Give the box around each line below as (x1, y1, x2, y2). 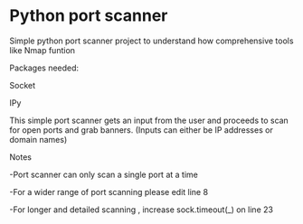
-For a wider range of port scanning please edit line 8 (9, 186, 209, 197)
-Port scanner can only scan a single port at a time (9, 169, 199, 180)
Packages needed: (9, 62, 80, 73)
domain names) (9, 134, 68, 145)
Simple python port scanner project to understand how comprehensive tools (9, 35, 294, 46)
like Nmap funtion (9, 44, 75, 55)
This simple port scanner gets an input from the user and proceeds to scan (9, 115, 289, 126)
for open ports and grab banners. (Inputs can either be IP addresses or (9, 124, 273, 135)
